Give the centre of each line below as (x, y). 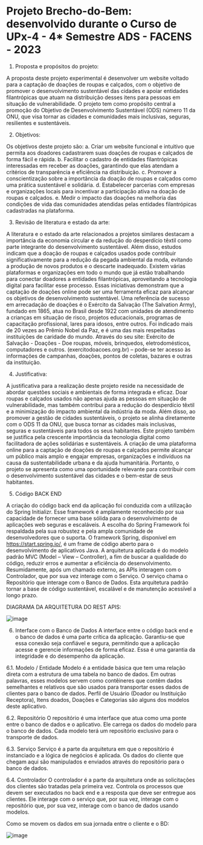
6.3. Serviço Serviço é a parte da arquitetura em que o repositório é (90, 749)
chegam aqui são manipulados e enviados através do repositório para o (95, 762)
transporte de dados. (32, 737)
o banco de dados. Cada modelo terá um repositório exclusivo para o (92, 731)
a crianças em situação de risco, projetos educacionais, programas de (94, 317)
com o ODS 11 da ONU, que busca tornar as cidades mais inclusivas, (91, 424)
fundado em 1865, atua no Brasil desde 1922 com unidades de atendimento (100, 311)
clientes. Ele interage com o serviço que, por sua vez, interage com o (92, 799)
